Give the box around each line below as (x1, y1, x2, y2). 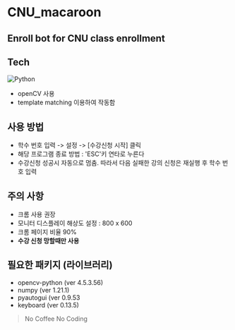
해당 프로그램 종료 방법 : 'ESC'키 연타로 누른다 (17, 149, 145, 159)
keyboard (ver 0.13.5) (17, 300, 80, 309)
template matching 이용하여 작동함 (17, 98, 116, 106)
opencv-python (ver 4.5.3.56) (17, 278, 104, 286)
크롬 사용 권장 (17, 210, 56, 219)
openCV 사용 (17, 90, 55, 98)
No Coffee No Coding (24, 314, 88, 323)
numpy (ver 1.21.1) (17, 286, 70, 294)
